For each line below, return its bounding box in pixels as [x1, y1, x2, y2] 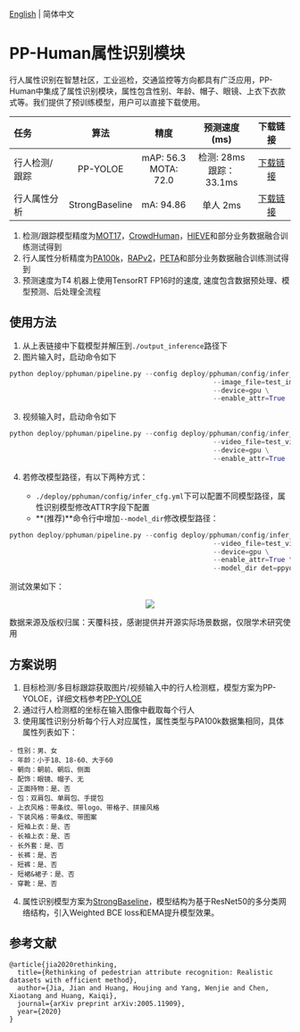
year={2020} [17, 1007, 62, 1016]
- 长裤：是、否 [9, 851, 58, 860]
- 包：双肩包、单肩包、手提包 [9, 793, 104, 802]
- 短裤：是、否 [9, 860, 58, 869]
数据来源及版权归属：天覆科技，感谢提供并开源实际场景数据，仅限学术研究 [9, 617, 283, 628]
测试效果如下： [9, 581, 64, 592]
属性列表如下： [21, 726, 78, 737]
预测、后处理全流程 [29, 286, 101, 297]
